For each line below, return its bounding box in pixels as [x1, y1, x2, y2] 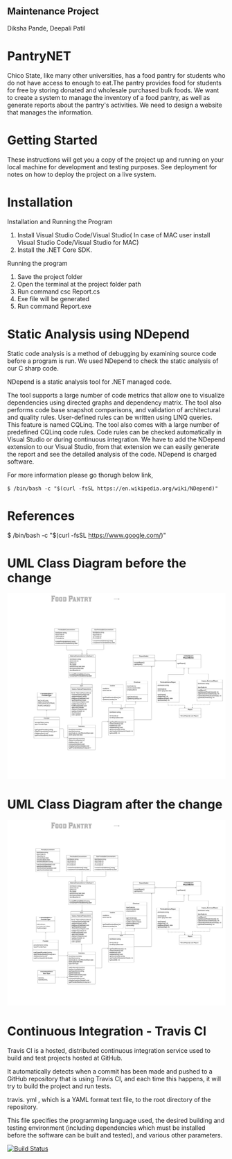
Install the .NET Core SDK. [17, 246, 92, 254]
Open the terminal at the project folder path [17, 280, 141, 288]
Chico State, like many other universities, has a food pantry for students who [7, 71, 226, 79]
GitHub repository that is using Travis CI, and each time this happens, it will [7, 1074, 222, 1083]
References [7, 508, 75, 523]
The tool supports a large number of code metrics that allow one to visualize [7, 391, 225, 399]
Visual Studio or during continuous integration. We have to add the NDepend [7, 435, 226, 443]
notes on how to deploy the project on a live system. [7, 170, 157, 178]
